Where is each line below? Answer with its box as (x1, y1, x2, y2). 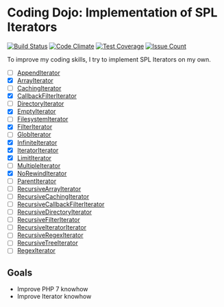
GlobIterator (16, 130, 51, 138)
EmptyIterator (16, 108, 56, 116)
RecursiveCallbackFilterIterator (16, 200, 105, 208)
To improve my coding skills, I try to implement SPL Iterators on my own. (7, 55, 211, 63)
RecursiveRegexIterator (16, 231, 84, 239)
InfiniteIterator (16, 138, 58, 147)
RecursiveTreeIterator (16, 238, 79, 247)
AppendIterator (16, 69, 60, 77)
